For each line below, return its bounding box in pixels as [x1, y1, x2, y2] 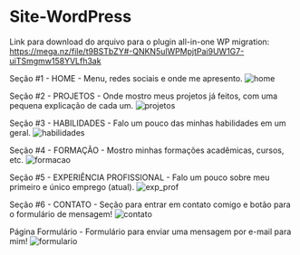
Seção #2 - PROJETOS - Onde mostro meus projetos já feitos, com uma [9, 90, 278, 101]
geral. [9, 127, 32, 137]
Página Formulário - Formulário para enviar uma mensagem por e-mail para [9, 226, 292, 237]
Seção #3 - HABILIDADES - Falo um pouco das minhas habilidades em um [9, 118, 287, 128]
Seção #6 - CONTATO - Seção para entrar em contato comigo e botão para [9, 199, 292, 210]
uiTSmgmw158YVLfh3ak [9, 55, 102, 66]
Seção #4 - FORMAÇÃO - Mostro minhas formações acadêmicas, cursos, [9, 145, 285, 156]
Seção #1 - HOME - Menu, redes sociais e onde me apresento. [9, 72, 243, 83]
